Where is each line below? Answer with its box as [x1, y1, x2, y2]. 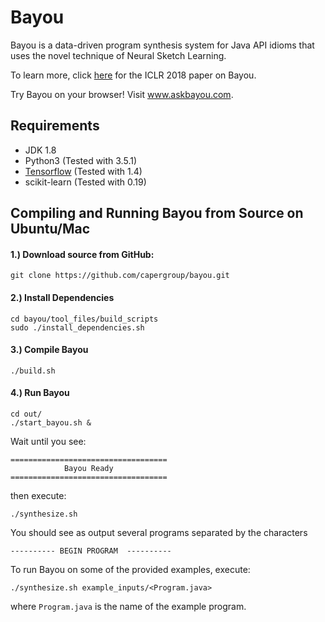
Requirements [10, 117, 100, 135]
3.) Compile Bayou [10, 344, 89, 356]
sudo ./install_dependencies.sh [10, 322, 145, 333]
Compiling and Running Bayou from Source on [10, 205, 304, 222]
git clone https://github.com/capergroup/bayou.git [10, 271, 230, 281]
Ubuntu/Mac [10, 221, 91, 238]
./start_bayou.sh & [10, 417, 92, 428]
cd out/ [10, 409, 43, 419]
